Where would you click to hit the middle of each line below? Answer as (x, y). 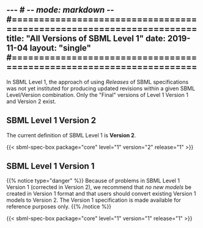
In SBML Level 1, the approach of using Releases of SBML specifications (98, 82)
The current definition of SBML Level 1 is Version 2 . (71, 135)
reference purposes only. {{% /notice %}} (59, 207)
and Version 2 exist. (31, 101)
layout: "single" (61, 48)
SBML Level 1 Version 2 (51, 120)
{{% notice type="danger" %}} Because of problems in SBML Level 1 (93, 181)
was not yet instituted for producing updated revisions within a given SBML (101, 88)
